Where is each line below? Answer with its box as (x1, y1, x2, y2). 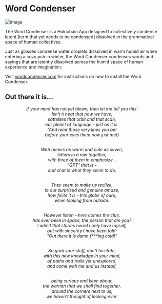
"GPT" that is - (67, 162, 97, 168)
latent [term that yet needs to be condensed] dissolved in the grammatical (5, 34, 154, 40)
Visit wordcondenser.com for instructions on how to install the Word (5, 73, 142, 79)
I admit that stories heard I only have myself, (37, 222, 127, 228)
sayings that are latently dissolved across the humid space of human (5, 59, 143, 65)
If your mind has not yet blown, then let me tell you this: (26, 106, 138, 111)
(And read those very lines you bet (47, 127, 117, 132)
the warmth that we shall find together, (43, 283, 121, 289)
